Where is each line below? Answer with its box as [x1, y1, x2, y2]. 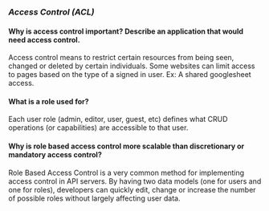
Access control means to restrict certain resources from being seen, [8, 53, 234, 63]
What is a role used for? [8, 96, 90, 106]
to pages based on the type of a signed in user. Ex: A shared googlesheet [8, 70, 251, 79]
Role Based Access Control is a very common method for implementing [8, 168, 245, 177]
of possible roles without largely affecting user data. [8, 193, 181, 203]
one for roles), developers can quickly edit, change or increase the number [8, 185, 256, 194]
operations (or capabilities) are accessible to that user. [8, 123, 189, 132]
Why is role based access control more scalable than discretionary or [8, 141, 245, 151]
